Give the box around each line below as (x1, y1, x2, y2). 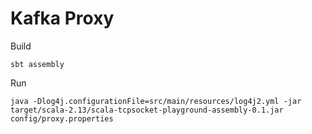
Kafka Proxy (10, 7, 115, 30)
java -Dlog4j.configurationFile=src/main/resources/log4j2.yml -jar (10, 96, 302, 106)
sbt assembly (10, 59, 65, 69)
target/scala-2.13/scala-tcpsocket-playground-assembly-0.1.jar (10, 105, 284, 115)
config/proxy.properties (10, 113, 114, 124)
